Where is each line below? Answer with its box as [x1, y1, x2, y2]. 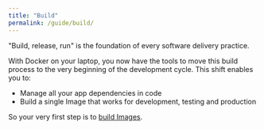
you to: [8, 73, 32, 82]
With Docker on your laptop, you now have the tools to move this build [8, 56, 239, 66]
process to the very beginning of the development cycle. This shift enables [8, 64, 254, 74]
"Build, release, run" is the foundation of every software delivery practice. [8, 40, 250, 50]
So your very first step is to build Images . [8, 112, 143, 121]
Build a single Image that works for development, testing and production [19, 97, 257, 106]
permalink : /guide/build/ [8, 19, 94, 27]
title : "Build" [8, 11, 59, 20]
